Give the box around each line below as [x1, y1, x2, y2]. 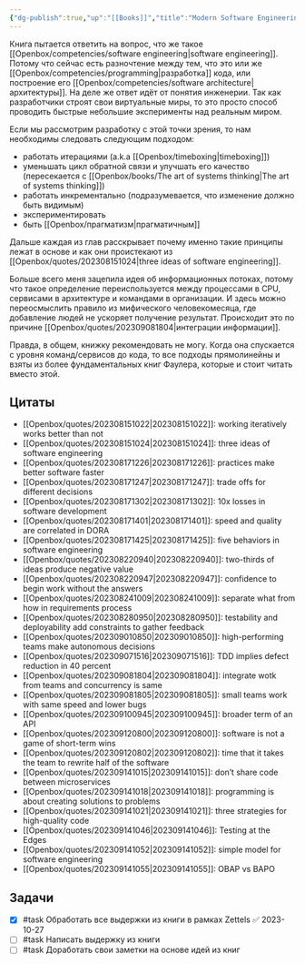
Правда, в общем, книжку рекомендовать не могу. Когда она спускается [9, 339, 295, 350]
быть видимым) [22, 199, 84, 210]
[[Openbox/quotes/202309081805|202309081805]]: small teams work [22, 689, 288, 701]
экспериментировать [22, 208, 106, 219]
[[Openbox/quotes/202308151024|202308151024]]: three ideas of [22, 438, 271, 449]
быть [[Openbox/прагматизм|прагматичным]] [22, 218, 201, 229]
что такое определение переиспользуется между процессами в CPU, [9, 283, 281, 294]
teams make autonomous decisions [22, 641, 156, 652]
